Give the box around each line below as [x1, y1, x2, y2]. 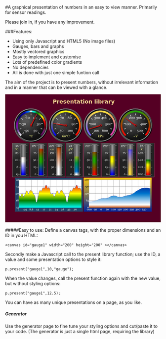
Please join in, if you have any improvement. [5, 19, 95, 25]
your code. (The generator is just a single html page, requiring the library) [5, 329, 155, 335]
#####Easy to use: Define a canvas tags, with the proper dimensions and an [5, 227, 161, 233]
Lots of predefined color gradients [12, 59, 83, 65]
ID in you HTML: [5, 232, 38, 239]
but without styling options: [5, 281, 61, 287]
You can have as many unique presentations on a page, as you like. [5, 299, 142, 305]
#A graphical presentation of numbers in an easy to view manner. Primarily [5, 4, 157, 10]
